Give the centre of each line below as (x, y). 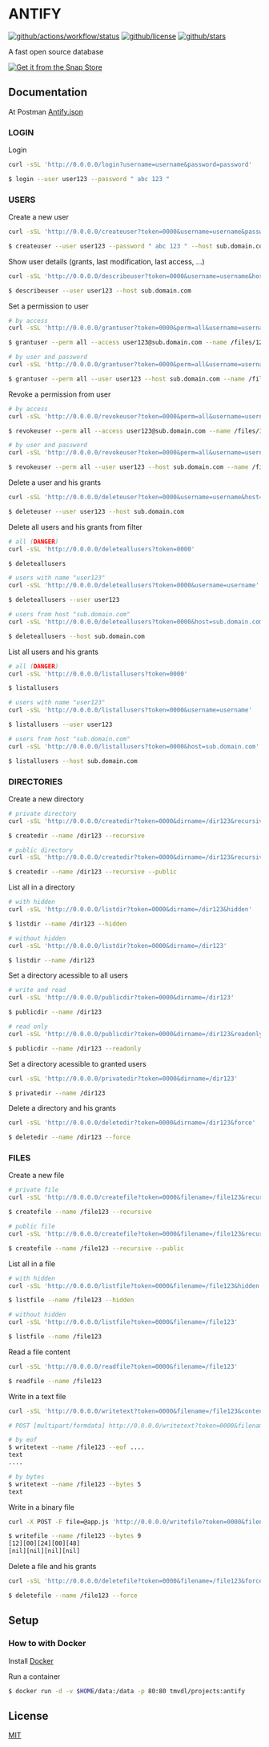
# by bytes (26, 1477)
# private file (34, 1190)
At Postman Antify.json (46, 111)
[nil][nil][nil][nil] (44, 1551)
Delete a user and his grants (55, 482)
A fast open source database (56, 51)
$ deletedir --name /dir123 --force (69, 1138)
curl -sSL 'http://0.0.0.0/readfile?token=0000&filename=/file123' (123, 1366)
